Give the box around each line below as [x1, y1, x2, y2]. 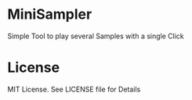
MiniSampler [7, 5, 92, 23]
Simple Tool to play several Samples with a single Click [7, 31, 185, 41]
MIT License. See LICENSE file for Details [7, 84, 141, 94]
